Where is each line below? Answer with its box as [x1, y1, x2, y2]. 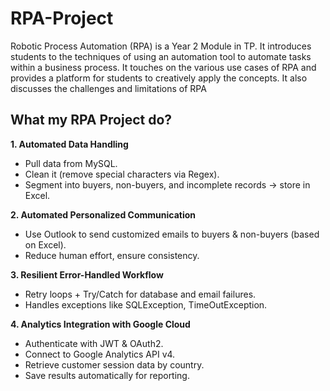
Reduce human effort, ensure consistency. [24, 249, 200, 261]
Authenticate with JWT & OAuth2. [24, 337, 164, 349]
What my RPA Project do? [10, 112, 173, 129]
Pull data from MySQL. [24, 157, 118, 169]
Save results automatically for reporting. [24, 369, 190, 381]
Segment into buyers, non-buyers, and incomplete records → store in [24, 178, 311, 191]
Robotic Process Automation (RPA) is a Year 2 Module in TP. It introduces [10, 40, 312, 52]
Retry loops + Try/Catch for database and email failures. [24, 288, 257, 300]
